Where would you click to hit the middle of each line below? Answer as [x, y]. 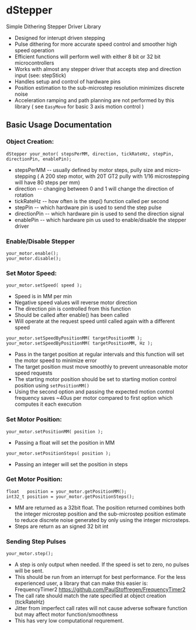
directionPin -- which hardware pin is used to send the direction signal [99, 213]
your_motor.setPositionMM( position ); [55, 432]
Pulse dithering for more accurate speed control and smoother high [96, 44]
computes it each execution [48, 404]
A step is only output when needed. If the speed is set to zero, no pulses [102, 565]
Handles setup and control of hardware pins [68, 81]
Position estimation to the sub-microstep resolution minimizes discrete [99, 87]
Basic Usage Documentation [59, 125]
